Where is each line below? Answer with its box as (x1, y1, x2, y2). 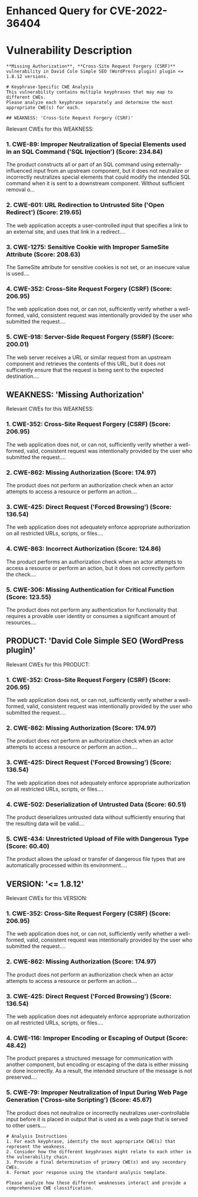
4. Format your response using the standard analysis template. (6, 1169, 168, 1175)
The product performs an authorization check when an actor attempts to (6, 558, 183, 565)
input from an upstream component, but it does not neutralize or (33, 167, 190, 174)
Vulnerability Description (6, 44, 132, 57)
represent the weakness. (6, 1143, 67, 1150)
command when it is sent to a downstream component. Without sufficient (6, 180, 185, 187)
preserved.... (6, 1073, 37, 1080)
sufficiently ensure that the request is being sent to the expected (6, 366, 164, 373)
